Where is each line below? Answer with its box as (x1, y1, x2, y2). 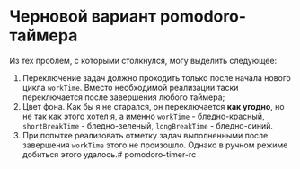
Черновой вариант (9, 6, 157, 27)
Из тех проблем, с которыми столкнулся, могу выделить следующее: (9, 55, 278, 66)
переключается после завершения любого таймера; (22, 92, 225, 102)
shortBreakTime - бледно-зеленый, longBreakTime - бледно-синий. (22, 120, 274, 131)
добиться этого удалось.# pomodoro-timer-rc (22, 148, 197, 159)
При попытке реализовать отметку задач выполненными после (22, 129, 269, 140)
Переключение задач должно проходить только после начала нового (22, 72, 292, 83)
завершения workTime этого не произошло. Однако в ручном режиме (22, 139, 288, 150)
